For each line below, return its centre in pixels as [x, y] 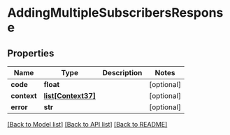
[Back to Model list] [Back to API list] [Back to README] [87, 124]
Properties [31, 53]
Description [122, 73]
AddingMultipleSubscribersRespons [115, 13]
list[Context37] [70, 96]
